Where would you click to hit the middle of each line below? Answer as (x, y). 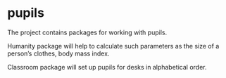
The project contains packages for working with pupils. (87, 32)
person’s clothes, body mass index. (58, 53)
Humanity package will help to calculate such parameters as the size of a (113, 46)
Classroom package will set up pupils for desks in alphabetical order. (107, 67)
